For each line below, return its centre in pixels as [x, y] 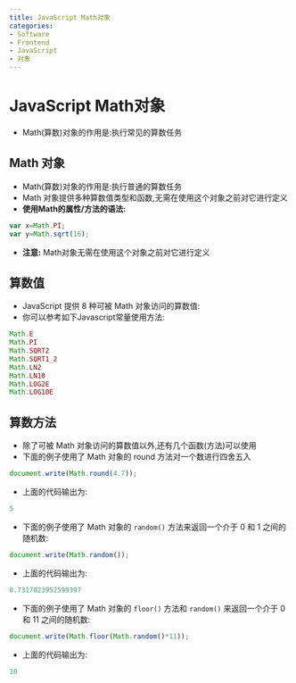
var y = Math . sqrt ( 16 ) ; [49, 234]
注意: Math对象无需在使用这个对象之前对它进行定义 [116, 252]
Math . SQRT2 [29, 351]
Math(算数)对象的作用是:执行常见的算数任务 [102, 132]
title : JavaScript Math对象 [60, 17]
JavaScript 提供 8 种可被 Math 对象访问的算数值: [111, 306]
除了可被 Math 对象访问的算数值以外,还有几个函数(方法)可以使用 [139, 446]
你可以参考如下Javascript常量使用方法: [93, 317]
